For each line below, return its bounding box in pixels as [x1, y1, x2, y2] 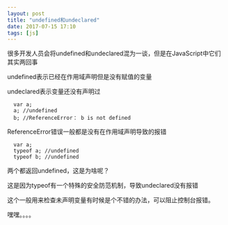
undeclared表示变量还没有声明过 [7, 87, 101, 96]
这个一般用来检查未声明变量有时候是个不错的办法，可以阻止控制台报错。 [7, 196, 214, 204]
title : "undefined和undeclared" [7, 17, 100, 24]
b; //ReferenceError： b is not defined [13, 115, 131, 122]
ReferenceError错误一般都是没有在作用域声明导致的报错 [7, 127, 167, 136]
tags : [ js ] [7, 29, 39, 37]
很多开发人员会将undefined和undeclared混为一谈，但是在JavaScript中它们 [7, 49, 221, 57]
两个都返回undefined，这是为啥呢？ [7, 167, 110, 175]
